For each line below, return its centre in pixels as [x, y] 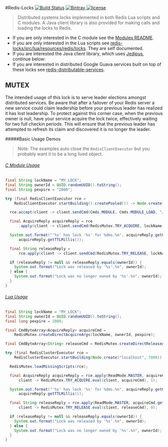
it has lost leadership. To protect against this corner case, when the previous [84, 113]
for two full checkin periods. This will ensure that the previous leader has [80, 124]
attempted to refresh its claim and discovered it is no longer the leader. [78, 129]
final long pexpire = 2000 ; [34, 321]
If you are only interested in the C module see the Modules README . [83, 38]
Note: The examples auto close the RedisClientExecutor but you [83, 148]
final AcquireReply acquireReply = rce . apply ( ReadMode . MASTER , [77, 375]
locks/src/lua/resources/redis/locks [49, 48]
